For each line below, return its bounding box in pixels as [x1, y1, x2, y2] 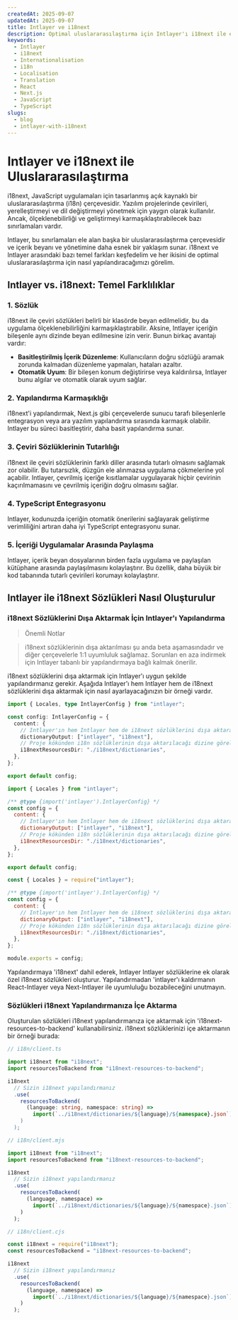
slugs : [7, 109, 27, 116]
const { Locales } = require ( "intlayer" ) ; [7, 876, 135, 884]
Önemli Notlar [24, 629, 65, 638]
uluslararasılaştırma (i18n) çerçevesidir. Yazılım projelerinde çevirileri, [7, 200, 209, 208]
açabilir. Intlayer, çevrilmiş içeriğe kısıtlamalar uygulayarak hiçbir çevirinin [7, 473, 221, 481]
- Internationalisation [13, 57, 84, 64]
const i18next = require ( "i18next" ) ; [7, 1240, 119, 1248]
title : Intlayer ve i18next [7, 23, 91, 31]
